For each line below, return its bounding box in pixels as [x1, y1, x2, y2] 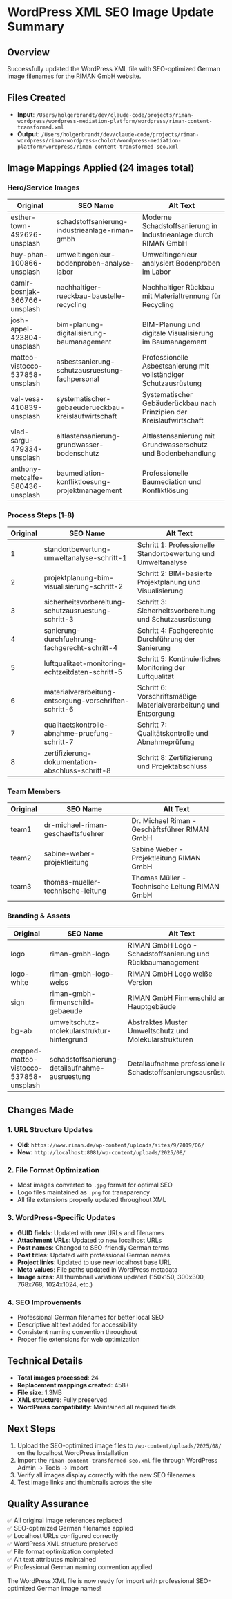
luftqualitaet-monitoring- [43, 658, 126, 668]
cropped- [10, 1046, 43, 1055]
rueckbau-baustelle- [56, 291, 126, 301]
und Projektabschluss [137, 761, 208, 771]
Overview [7, 46, 50, 58]
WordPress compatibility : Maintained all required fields [17, 1403, 176, 1411]
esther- [10, 212, 37, 222]
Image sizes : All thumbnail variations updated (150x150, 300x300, [17, 1273, 206, 1281]
